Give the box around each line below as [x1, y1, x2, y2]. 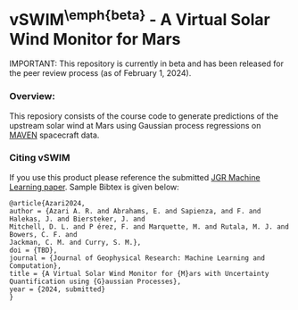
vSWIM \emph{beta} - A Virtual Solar [9, 6, 270, 30]
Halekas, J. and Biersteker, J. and [9, 214, 145, 223]
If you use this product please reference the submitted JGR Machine [9, 172, 261, 182]
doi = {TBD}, [9, 246, 58, 255]
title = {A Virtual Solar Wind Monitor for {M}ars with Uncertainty [9, 269, 269, 278]
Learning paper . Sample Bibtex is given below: [9, 181, 180, 192]
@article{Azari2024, [9, 198, 87, 207]
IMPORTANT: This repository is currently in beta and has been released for [9, 58, 284, 69]
